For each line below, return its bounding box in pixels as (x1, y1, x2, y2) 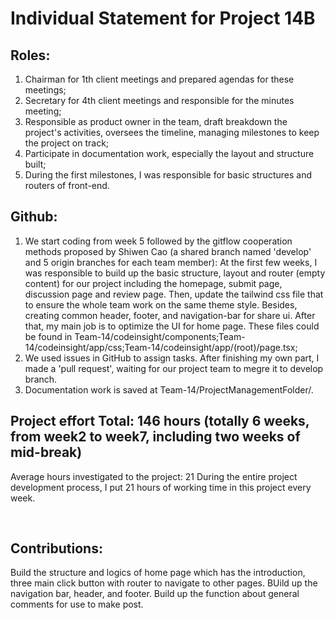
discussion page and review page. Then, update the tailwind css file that (24, 288, 324, 300)
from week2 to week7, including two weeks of (10, 428, 301, 446)
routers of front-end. (24, 180, 110, 191)
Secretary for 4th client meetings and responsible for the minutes (24, 95, 295, 106)
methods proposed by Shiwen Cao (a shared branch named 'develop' (24, 245, 312, 257)
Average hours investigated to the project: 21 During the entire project (10, 470, 298, 482)
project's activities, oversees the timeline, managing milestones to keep (24, 127, 320, 138)
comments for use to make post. (10, 598, 144, 611)
